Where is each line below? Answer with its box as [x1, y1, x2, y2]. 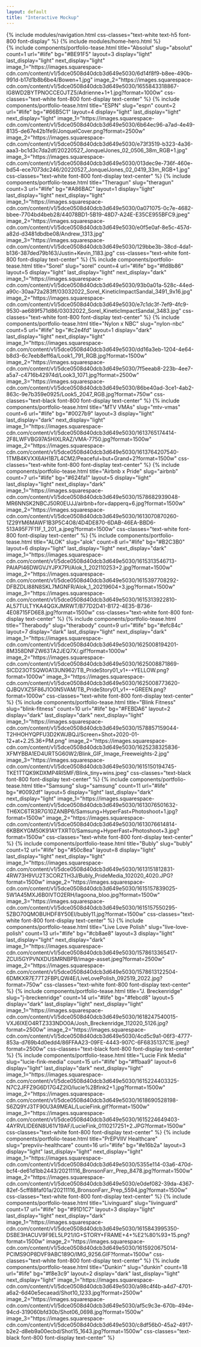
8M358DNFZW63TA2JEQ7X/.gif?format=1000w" [6, 647, 128, 654]
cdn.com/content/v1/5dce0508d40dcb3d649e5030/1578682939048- [6, 493, 181, 500]
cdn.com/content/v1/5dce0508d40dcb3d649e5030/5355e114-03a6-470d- [6, 1160, 194, 1168]
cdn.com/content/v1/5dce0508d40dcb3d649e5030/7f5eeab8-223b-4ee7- [6, 365, 194, 372]
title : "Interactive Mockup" [6, 14, 79, 21]
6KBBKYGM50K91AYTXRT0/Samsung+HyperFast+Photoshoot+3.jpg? [6, 827, 179, 834]
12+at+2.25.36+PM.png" [6, 737, 67, 744]
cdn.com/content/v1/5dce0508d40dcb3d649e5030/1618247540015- [6, 1013, 179, 1020]
